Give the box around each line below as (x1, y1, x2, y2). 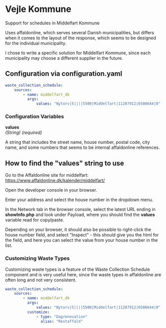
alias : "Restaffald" (40, 319, 83, 324)
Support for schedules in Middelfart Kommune (5, 20, 100, 26)
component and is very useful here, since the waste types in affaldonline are (5, 271, 162, 277)
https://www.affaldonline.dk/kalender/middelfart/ (5, 178, 105, 184)
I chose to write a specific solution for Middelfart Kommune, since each (5, 50, 151, 56)
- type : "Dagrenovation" (36, 314, 88, 319)
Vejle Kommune (5, 3, 72, 15)
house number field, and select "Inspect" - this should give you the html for (5, 232, 159, 238)
